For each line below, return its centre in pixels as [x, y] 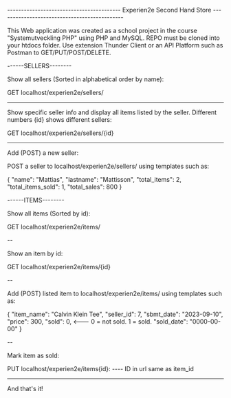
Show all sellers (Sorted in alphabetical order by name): [86, 79]
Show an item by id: [35, 253]
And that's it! [25, 389]
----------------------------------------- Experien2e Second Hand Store [109, 10]
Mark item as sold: [33, 355]
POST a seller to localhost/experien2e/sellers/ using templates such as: [108, 166]
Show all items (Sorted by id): [49, 213]
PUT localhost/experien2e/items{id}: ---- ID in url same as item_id [100, 369]
